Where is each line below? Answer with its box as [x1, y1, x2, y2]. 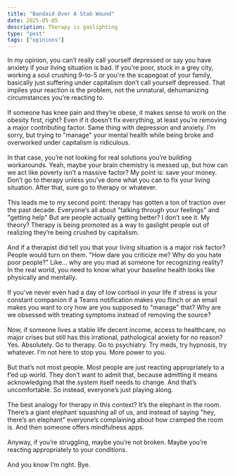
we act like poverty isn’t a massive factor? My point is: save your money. [7, 169, 217, 177]
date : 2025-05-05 [7, 17, 58, 24]
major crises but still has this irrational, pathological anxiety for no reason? [7, 333, 223, 342]
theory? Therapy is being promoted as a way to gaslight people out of [7, 221, 210, 229]
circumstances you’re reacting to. [7, 93, 105, 102]
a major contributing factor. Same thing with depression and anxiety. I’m [7, 123, 216, 132]
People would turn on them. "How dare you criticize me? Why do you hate [7, 251, 222, 260]
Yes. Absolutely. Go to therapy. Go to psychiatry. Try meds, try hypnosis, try [7, 341, 227, 349]
